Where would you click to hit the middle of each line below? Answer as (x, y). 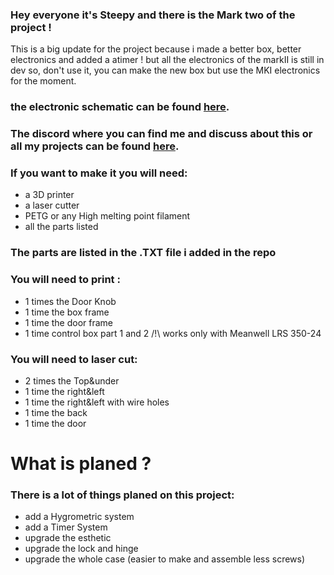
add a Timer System (66, 527)
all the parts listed (61, 227)
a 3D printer (49, 195)
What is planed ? (81, 464)
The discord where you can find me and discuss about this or (161, 134)
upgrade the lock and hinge (81, 549)
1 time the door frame (69, 322)
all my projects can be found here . (95, 146)
